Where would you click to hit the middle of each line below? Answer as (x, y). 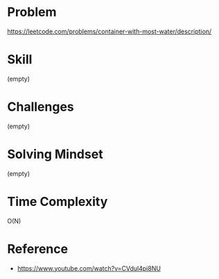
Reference (37, 249)
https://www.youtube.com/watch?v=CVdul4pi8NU (89, 268)
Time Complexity (58, 201)
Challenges (41, 107)
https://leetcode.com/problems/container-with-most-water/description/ (109, 31)
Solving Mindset (55, 154)
